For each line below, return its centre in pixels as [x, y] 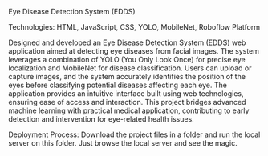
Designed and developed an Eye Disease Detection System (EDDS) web [127, 42]
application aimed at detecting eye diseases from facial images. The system [134, 51]
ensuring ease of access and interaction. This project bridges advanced [127, 102]
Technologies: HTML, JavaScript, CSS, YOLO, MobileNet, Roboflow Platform [134, 27]
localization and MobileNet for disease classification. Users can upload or [130, 68]
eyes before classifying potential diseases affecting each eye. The [118, 85]
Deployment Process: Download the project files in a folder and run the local [134, 134]
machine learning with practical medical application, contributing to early [129, 110]
